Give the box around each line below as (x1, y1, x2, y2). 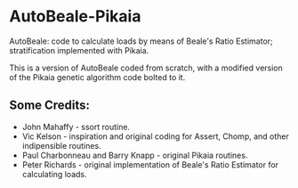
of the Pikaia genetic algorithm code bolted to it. (9, 71, 186, 82)
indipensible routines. (21, 140, 101, 151)
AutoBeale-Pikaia (9, 6, 141, 27)
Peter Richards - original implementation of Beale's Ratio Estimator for (21, 159, 278, 170)
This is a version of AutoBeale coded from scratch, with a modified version (9, 62, 283, 73)
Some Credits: (9, 98, 91, 113)
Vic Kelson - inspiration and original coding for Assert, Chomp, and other (21, 131, 289, 142)
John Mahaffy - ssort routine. (21, 121, 131, 132)
